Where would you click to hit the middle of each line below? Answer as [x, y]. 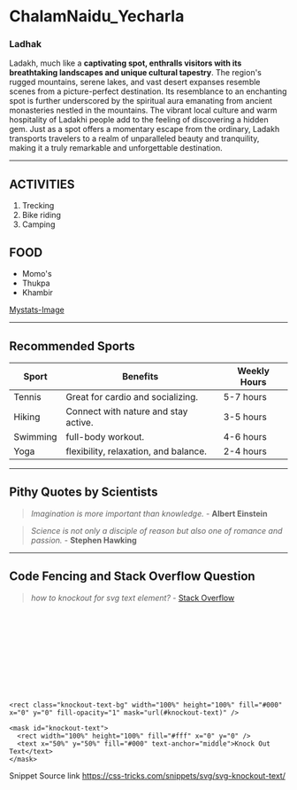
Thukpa [36, 283]
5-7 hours [245, 396]
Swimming [35, 436]
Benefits [141, 376]
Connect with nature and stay [127, 411]
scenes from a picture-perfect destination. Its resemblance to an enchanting [148, 91]
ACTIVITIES [42, 184]
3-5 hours [245, 417]
